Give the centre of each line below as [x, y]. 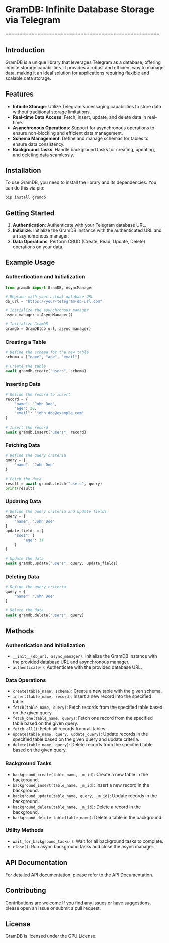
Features [19, 94]
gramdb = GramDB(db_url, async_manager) [48, 329]
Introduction [25, 50]
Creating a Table [26, 342]
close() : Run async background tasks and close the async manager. [83, 846]
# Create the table [26, 366]
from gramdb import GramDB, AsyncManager [49, 287]
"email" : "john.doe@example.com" [49, 413]
